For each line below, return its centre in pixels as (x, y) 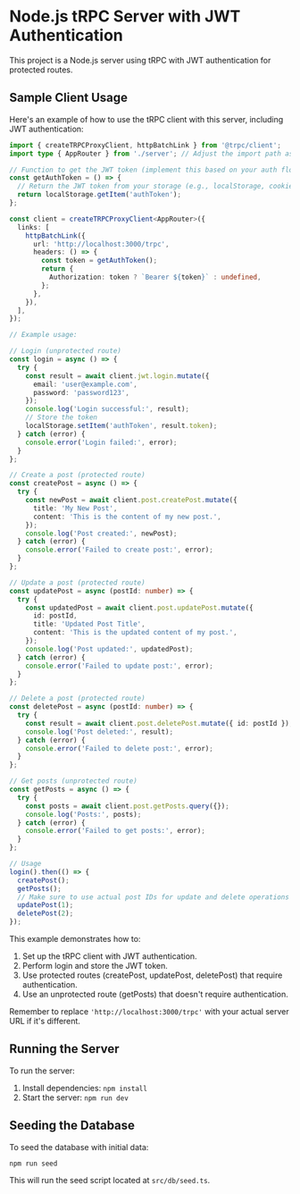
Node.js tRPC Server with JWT (125, 17)
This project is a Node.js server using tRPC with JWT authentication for (140, 60)
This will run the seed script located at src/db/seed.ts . (110, 1180)
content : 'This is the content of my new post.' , (127, 517)
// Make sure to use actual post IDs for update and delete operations (154, 897)
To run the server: (42, 1071)
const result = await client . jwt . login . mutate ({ (117, 376)
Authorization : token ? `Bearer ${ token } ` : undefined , (155, 277)
